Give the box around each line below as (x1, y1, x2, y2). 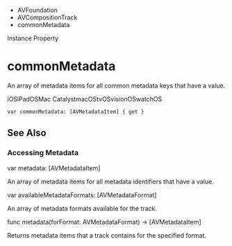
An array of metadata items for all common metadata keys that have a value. (7, 81, 226, 90)
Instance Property (7, 34, 59, 42)
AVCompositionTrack (17, 13, 78, 22)
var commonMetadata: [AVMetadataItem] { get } (7, 108, 144, 115)
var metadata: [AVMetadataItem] (7, 163, 101, 172)
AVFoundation (17, 6, 58, 14)
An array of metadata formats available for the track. (7, 204, 158, 213)
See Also (7, 127, 47, 139)
